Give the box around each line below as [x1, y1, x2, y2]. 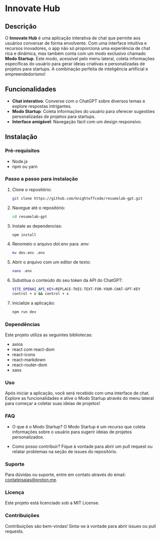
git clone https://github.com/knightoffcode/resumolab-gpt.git [12, 196, 143, 201]
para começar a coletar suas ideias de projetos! [5, 401, 100, 407]
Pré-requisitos [5, 147, 40, 154]
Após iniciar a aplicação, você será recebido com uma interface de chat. [5, 390, 150, 396]
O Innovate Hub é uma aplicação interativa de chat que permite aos [5, 35, 141, 41]
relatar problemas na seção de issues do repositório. [12, 448, 118, 454]
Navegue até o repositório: [12, 205, 65, 211]
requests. [5, 528, 24, 534]
